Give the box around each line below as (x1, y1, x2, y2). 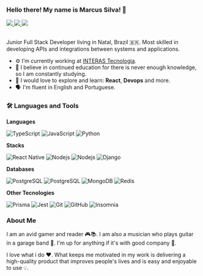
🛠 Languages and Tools (6, 102, 79, 110)
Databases (6, 165, 35, 173)
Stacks (6, 141, 24, 149)
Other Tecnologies (6, 189, 55, 196)
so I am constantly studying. (15, 70, 87, 78)
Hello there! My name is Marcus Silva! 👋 (6, 6, 127, 14)
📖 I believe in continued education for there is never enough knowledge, (15, 64, 197, 71)
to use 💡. (6, 264, 29, 271)
